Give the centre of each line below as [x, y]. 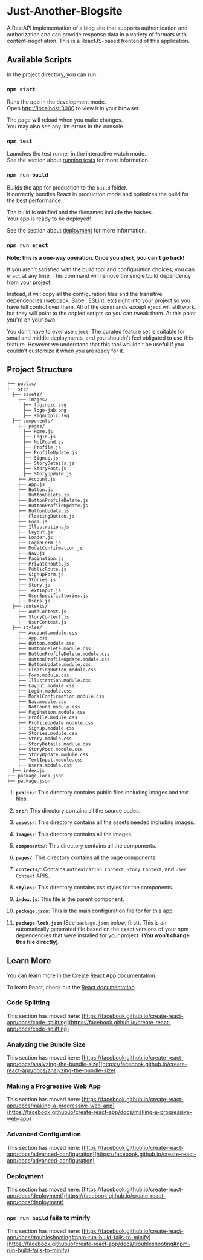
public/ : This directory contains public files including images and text [102, 792]
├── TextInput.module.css [50, 760]
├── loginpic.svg [45, 405]
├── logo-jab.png [45, 410]
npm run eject [27, 245]
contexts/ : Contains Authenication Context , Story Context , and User [101, 869]
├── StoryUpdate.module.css [53, 754]
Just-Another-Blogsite [65, 11]
